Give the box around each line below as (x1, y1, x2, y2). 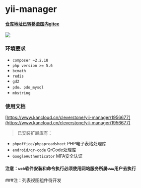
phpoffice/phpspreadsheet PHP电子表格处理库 (12, 140, 107, 146)
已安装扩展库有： (17, 130, 53, 136)
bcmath (12, 68, 26, 73)
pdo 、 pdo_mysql (12, 84, 44, 90)
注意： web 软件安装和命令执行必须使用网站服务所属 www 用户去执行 (5, 165, 136, 171)
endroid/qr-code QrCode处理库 (12, 147, 76, 153)
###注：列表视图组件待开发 (5, 178, 62, 184)
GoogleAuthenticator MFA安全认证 (12, 153, 83, 159)
